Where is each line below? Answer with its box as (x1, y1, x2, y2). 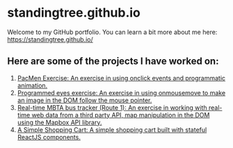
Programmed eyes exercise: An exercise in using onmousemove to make (17, 88, 226, 97)
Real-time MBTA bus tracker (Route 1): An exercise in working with (17, 103, 207, 112)
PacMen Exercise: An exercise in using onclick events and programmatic (17, 74, 226, 82)
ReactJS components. (17, 133, 81, 141)
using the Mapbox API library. (17, 118, 102, 126)
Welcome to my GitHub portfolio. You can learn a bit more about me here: (7, 28, 218, 36)
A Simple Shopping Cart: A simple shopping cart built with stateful (17, 125, 207, 133)
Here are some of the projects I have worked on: (7, 56, 219, 67)
